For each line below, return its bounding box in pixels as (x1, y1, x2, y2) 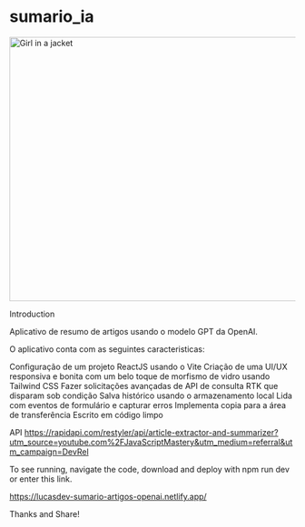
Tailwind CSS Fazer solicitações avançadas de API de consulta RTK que (9, 380, 279, 391)
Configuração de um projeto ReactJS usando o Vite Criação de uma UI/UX (9, 361, 288, 372)
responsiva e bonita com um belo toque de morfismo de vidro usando (9, 370, 271, 382)
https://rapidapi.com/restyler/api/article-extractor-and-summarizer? (24, 426, 279, 437)
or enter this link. (9, 473, 73, 484)
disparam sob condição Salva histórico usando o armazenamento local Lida (9, 390, 293, 401)
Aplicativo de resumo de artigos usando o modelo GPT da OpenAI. (9, 326, 259, 337)
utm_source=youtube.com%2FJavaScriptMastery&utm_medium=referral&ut (9, 436, 293, 447)
